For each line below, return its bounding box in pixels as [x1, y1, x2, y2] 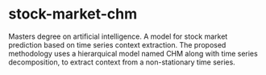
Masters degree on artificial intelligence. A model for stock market [8, 31, 228, 41]
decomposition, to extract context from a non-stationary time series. [8, 57, 235, 67]
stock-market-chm [8, 5, 138, 23]
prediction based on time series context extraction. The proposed [8, 40, 227, 49]
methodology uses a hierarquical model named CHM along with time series [8, 48, 258, 58]
